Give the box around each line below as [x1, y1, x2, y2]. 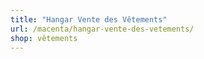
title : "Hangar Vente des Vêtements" [10, 14, 168, 25]
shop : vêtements [10, 33, 78, 43]
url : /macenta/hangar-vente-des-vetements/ [10, 24, 195, 34]
